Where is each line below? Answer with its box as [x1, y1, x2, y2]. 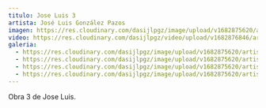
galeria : [8, 41, 37, 49]
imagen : [8, 26, 34, 34]
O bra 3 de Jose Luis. [8, 91, 77, 101]
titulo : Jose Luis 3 [8, 11, 77, 20]
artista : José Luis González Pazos [8, 19, 126, 27]
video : [8, 33, 30, 42]
